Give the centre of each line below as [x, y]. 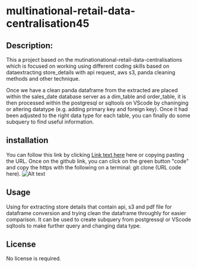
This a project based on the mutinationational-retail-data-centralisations [94, 60]
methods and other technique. [43, 79]
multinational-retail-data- [71, 11]
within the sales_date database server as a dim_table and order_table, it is [96, 97]
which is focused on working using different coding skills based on [88, 66]
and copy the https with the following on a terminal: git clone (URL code [94, 167]
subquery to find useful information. [50, 122]
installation [27, 141]
